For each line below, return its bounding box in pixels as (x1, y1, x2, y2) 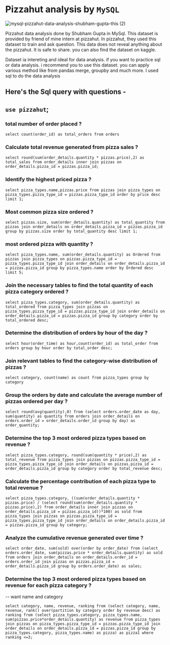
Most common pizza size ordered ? (5, 208, 94, 215)
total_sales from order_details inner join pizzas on (5, 160, 122, 165)
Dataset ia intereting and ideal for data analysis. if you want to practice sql (5, 56, 161, 62)
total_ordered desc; (5, 317, 49, 323)
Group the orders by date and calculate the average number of (5, 391, 163, 399)
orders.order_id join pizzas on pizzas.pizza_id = (5, 559, 115, 564)
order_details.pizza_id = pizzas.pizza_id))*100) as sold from (5, 509, 143, 514)
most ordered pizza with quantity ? (5, 240, 93, 247)
